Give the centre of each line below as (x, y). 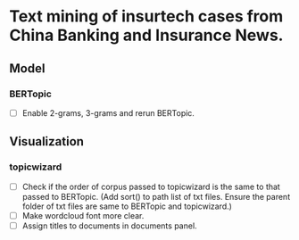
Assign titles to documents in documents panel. (110, 226)
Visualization (47, 141)
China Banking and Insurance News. (146, 35)
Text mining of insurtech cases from (146, 17)
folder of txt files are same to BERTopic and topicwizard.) (127, 206)
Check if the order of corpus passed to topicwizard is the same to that (151, 186)
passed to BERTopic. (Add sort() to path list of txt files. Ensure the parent (156, 196)
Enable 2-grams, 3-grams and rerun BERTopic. (108, 112)
